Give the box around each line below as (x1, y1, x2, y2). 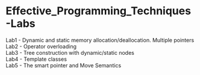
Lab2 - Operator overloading (5, 43, 77, 50)
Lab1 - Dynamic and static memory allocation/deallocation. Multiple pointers (5, 36, 195, 43)
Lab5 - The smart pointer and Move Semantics (5, 61, 122, 69)
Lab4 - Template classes (5, 55, 67, 62)
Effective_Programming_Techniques (5, 4, 191, 18)
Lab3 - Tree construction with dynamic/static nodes (5, 49, 135, 56)
